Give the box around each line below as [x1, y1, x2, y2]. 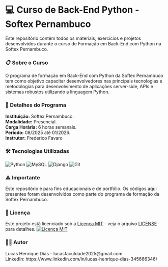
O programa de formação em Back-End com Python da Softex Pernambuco [5, 72, 163, 79]
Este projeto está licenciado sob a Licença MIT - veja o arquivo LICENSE [5, 221, 157, 227]
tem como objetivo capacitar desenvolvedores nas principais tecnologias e [5, 78, 163, 84]
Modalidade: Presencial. [5, 118, 57, 125]
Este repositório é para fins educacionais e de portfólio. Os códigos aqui [5, 185, 157, 192]
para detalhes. [5, 226, 36, 232]
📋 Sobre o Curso [5, 59, 48, 66]
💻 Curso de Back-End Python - [5, 4, 139, 16]
